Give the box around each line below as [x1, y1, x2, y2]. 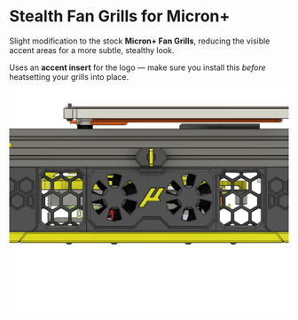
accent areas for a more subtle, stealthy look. [9, 44, 175, 55]
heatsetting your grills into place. [9, 71, 129, 82]
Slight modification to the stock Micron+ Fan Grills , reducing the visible [9, 35, 271, 46]
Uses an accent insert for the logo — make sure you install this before [9, 62, 266, 73]
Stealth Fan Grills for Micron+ [9, 6, 231, 27]
